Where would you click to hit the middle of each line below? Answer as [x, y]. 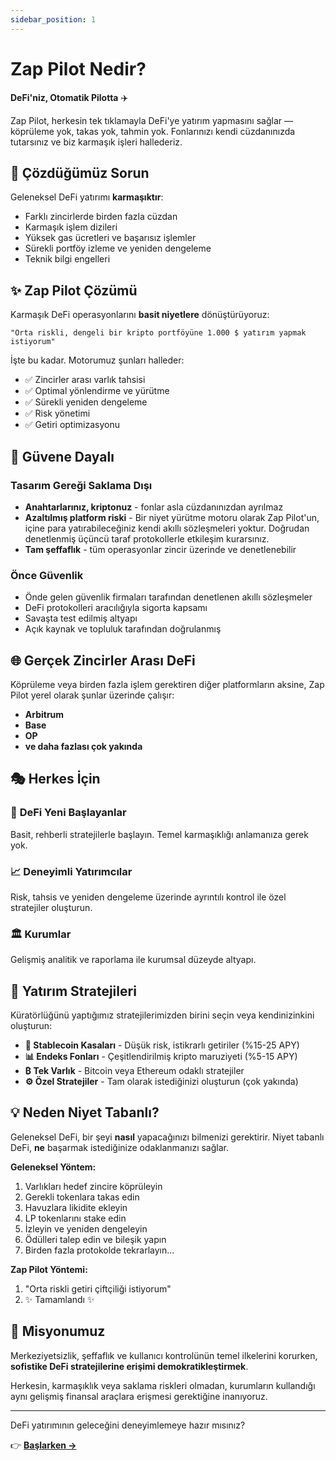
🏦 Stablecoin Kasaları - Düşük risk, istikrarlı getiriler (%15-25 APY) [162, 1045]
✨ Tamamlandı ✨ [59, 1299]
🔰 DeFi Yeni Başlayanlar [68, 813]
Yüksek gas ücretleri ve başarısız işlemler [110, 238]
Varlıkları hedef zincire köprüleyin [93, 1186]
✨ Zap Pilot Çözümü [74, 290]
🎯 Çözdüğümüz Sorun [80, 172]
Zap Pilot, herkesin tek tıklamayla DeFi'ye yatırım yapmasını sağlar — [151, 120]
